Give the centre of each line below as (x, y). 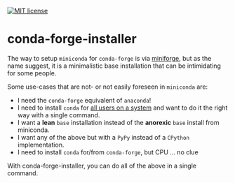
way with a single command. (59, 115)
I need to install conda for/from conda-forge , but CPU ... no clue (108, 152)
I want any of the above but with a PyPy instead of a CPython (103, 137)
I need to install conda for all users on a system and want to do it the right (122, 108)
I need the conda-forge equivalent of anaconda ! (84, 100)
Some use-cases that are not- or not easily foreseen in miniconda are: (108, 87)
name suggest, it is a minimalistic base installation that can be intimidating (114, 66)
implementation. (41, 145)
